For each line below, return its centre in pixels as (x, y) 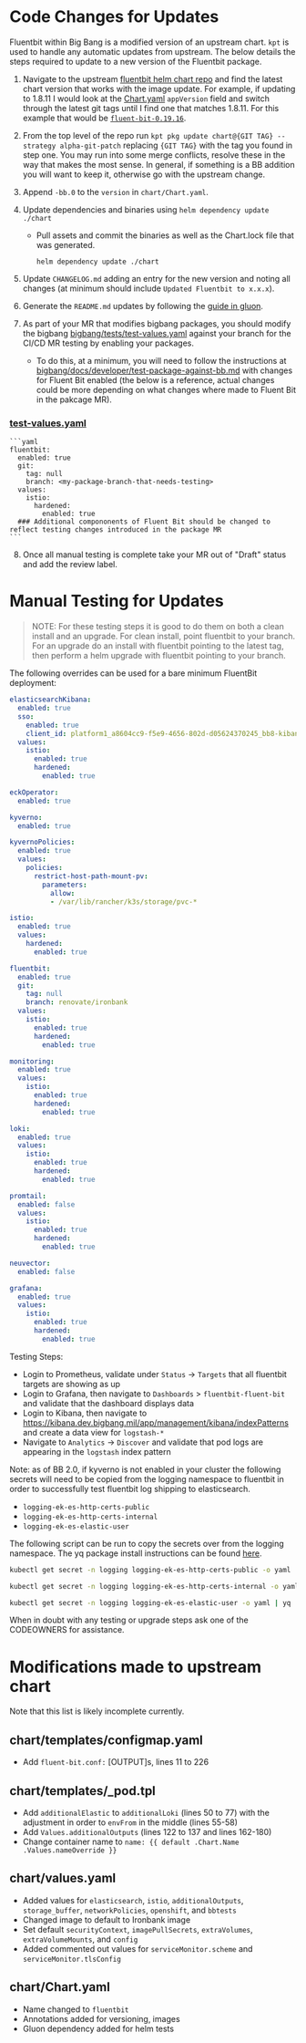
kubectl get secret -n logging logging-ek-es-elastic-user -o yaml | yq (150, 1602)
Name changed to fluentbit (76, 2009)
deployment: (33, 683)
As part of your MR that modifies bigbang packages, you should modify (157, 323)
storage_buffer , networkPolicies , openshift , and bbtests (129, 1910)
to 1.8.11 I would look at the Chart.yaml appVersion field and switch (146, 99)
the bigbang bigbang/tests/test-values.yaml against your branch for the (157, 333)
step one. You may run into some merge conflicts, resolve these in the (154, 155)
